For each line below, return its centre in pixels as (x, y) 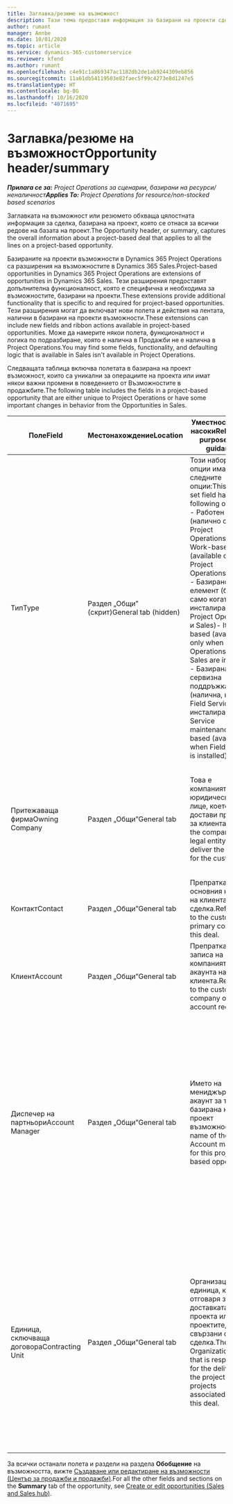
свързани (206, 1334)
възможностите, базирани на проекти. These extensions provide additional (116, 296)
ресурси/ (202, 187)
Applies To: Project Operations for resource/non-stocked (128, 195)
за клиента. (209, 823)
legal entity (208, 841)
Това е (201, 779)
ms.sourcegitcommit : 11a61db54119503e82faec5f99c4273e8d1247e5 (101, 78)
